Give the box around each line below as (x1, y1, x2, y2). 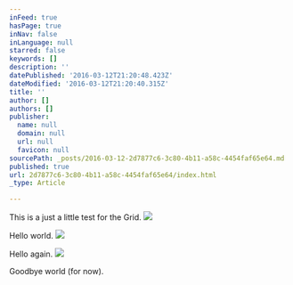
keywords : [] (9, 54, 58, 63)
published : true (9, 162, 69, 171)
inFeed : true (9, 12, 58, 22)
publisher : (9, 112, 50, 121)
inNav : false (9, 29, 58, 38)
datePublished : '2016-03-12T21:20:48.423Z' (9, 71, 174, 80)
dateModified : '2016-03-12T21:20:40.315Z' (9, 79, 169, 88)
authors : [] (9, 104, 53, 113)
